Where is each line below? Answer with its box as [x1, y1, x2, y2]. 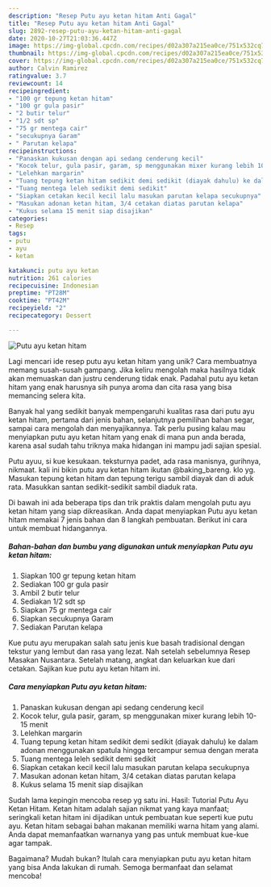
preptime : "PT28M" [8, 289, 70, 297]
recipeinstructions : [8, 147, 78, 155]
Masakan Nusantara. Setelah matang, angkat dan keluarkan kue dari [8, 655, 236, 664]
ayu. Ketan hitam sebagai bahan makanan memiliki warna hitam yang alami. [8, 821, 260, 831]
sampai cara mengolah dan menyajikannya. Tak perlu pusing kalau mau [8, 423, 246, 433]
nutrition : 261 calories [8, 274, 92, 282]
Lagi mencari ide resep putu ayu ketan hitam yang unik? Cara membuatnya [8, 356, 257, 366]
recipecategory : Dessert [8, 312, 92, 320]
